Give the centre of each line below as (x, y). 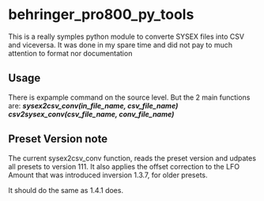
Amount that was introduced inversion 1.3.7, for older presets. (108, 175)
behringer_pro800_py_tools (101, 15)
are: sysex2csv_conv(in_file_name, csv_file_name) (93, 105)
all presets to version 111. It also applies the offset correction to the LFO (124, 166)
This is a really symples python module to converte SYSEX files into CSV (126, 36)
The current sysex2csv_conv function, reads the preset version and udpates (132, 158)
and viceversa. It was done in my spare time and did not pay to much (121, 44)
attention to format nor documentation (70, 53)
